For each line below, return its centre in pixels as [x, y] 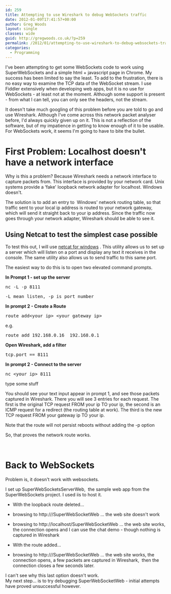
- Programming [25, 52]
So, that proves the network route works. [48, 435]
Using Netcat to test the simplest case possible [81, 234]
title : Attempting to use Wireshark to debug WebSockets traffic [76, 15]
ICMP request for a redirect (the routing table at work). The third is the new [84, 410]
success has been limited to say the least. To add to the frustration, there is [84, 78]
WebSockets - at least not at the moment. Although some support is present [85, 94]
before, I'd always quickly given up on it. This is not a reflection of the [78, 120]
